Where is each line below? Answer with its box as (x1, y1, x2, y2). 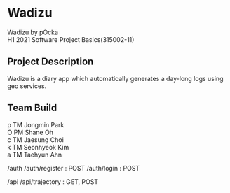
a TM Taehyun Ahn (7, 150, 62, 159)
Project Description (7, 56, 94, 68)
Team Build (7, 102, 57, 114)
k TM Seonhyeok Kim (7, 143, 69, 151)
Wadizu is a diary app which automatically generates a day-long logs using (7, 74, 224, 83)
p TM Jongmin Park (7, 120, 65, 129)
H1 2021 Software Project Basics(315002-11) (7, 35, 135, 43)
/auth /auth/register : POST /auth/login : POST (7, 164, 140, 172)
